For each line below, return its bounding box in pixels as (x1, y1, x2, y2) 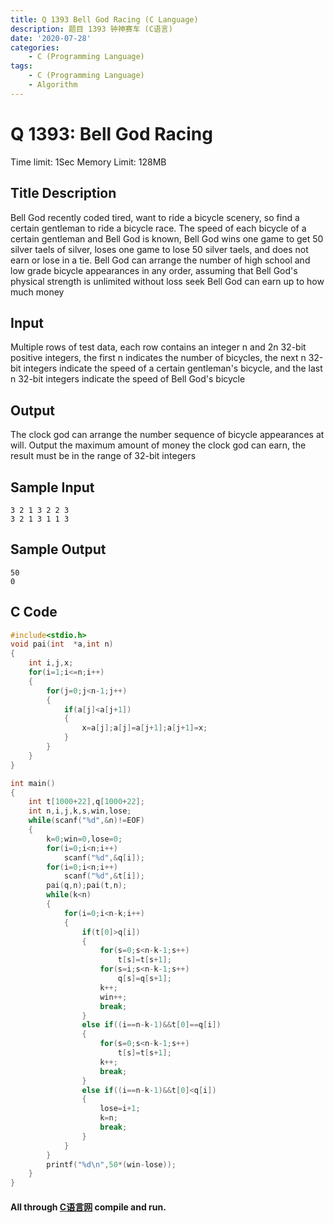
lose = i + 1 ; (99, 1104, 141, 1114)
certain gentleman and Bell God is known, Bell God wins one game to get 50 (10, 232, 324, 245)
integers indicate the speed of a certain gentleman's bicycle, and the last (23, 362, 323, 375)
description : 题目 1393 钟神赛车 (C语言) (10, 24, 173, 34)
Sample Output (10, 541, 107, 558)
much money (10, 286, 65, 298)
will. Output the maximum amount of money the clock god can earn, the (10, 439, 307, 451)
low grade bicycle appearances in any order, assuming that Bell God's (10, 264, 298, 276)
